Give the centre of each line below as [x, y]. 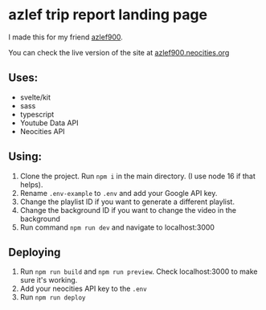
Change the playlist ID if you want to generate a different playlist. [127, 202]
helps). [31, 184]
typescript [37, 114]
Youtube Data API [49, 123]
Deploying [35, 252]
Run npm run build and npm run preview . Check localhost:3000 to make [139, 271]
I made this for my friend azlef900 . [65, 37]
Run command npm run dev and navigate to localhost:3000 [117, 227]
